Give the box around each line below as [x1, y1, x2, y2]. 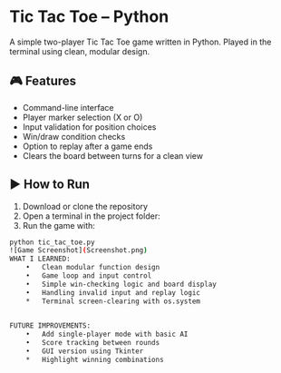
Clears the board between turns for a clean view [22, 150, 204, 161]
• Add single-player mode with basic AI [25, 329, 189, 339]
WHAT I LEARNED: [9, 254, 71, 264]
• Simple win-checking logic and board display [25, 280, 218, 289]
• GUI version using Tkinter [25, 347, 144, 356]
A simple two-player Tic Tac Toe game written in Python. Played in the [9, 36, 272, 47]
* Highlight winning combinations [25, 355, 165, 364]
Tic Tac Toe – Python [9, 6, 170, 27]
